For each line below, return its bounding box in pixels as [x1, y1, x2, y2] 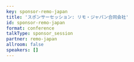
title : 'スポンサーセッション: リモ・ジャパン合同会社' [6, 14, 129, 20]
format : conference [6, 25, 55, 31]
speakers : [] [6, 47, 39, 53]
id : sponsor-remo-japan [6, 19, 66, 25]
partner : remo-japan [6, 36, 58, 42]
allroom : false [6, 42, 44, 48]
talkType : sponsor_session [6, 31, 73, 37]
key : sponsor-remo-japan [6, 8, 68, 15]
